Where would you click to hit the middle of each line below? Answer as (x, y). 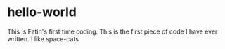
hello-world (42, 12)
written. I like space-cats (43, 38)
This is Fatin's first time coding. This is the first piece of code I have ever (112, 31)
